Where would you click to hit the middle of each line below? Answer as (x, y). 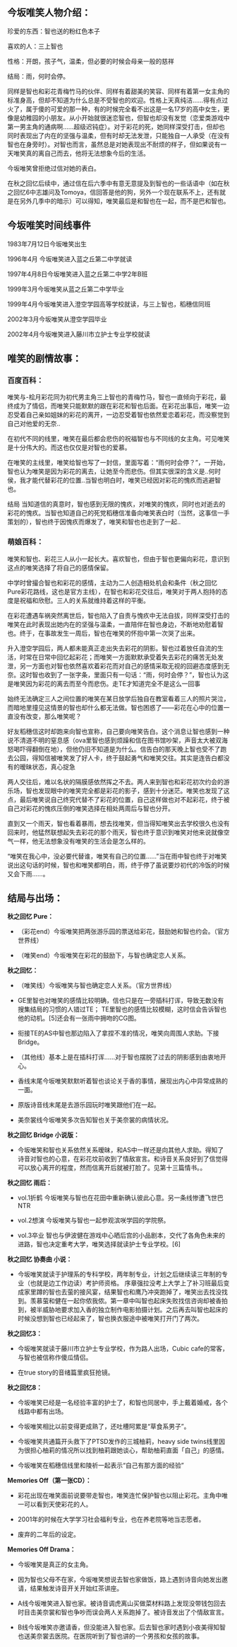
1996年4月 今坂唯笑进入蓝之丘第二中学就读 (70, 259)
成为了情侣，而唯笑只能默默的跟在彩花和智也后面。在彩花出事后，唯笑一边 (121, 406)
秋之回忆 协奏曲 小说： (40, 1259)
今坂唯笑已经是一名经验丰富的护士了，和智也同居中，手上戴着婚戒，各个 (122, 1403)
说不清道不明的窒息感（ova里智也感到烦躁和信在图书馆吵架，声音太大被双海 (117, 740)
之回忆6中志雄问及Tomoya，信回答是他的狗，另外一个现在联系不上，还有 (114, 192)
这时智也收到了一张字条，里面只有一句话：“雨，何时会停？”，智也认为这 (124, 675)
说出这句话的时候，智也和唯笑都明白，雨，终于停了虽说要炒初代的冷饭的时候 (119, 865)
